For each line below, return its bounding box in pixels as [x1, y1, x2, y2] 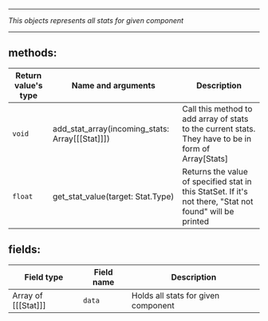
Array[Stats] [182, 153, 229, 164]
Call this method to [182, 103, 253, 114]
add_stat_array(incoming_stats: [52, 123, 170, 134]
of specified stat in [182, 176, 253, 187]
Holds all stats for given [131, 290, 220, 301]
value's [14, 80, 43, 91]
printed [182, 216, 210, 227]
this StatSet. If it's [182, 186, 249, 197]
